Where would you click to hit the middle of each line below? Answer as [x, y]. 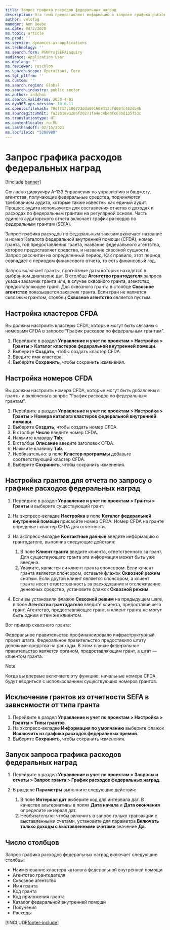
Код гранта [25, 892]
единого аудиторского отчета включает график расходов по [71, 219]
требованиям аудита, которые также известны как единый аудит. [76, 202]
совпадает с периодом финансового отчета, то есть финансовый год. [81, 261]
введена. [30, 562]
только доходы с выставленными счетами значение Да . [83, 827]
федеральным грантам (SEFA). [38, 224]
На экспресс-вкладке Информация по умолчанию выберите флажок [88, 728]
